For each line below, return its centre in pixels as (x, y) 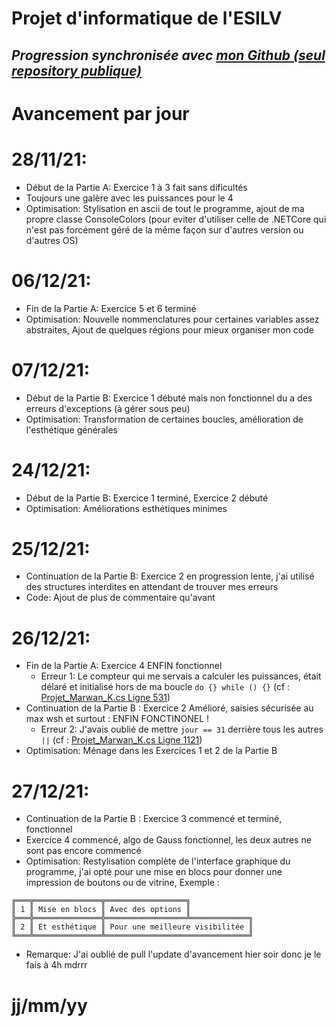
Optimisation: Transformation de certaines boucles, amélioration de (164, 419)
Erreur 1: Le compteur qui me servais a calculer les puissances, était (181, 676)
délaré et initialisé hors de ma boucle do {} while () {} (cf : (165, 687)
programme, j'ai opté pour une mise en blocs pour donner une (154, 872)
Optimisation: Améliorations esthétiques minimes (126, 508)
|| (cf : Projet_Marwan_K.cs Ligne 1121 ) (121, 740)
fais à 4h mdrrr (56, 965)
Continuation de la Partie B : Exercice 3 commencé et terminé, (154, 819)
